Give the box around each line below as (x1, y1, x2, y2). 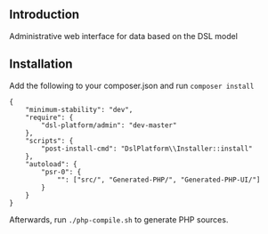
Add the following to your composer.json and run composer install (9, 80, 255, 91)
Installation (9, 57, 73, 72)
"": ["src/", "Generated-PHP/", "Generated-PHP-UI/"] (56, 175, 261, 184)
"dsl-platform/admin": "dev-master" (41, 120, 177, 130)
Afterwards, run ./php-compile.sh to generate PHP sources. (9, 214, 229, 225)
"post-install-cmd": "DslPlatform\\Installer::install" (41, 144, 253, 153)
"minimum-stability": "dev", (25, 105, 134, 114)
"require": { (25, 113, 74, 122)
